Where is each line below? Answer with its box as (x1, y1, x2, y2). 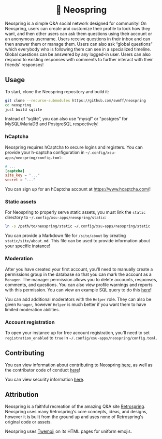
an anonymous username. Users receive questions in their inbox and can (5, 36, 151, 42)
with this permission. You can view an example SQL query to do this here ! (5, 287, 152, 293)
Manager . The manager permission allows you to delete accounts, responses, (5, 276, 158, 282)
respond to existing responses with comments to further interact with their (5, 56, 153, 62)
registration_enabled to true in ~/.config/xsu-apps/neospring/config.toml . (5, 335, 157, 340)
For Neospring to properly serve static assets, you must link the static (5, 209, 146, 215)
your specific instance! (5, 243, 51, 249)
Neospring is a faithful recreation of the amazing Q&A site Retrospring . (5, 403, 146, 409)
